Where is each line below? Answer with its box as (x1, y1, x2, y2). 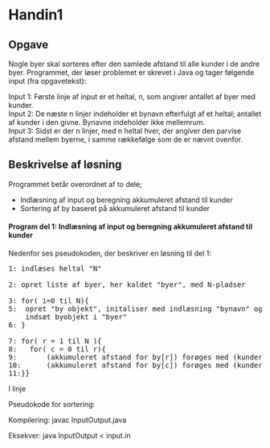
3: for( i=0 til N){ (8, 297, 90, 305)
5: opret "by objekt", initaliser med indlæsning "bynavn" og (8, 305, 263, 313)
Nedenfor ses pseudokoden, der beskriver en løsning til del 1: (8, 248, 211, 259)
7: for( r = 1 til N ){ (8, 337, 102, 346)
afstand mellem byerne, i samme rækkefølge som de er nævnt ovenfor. (8, 135, 243, 144)
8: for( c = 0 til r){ (8, 345, 106, 354)
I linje (8, 384, 27, 394)
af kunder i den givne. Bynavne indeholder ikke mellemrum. (8, 118, 206, 127)
